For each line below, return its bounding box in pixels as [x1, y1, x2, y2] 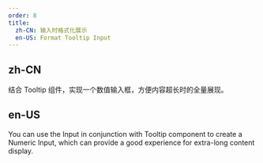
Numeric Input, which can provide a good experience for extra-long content [8, 138, 255, 147]
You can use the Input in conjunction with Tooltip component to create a [8, 129, 242, 138]
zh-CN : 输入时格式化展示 [15, 26, 88, 34]
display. [8, 146, 34, 155]
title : [8, 19, 30, 27]
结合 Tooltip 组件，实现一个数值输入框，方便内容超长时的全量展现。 [8, 85, 228, 95]
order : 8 [8, 11, 37, 20]
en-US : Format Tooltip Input [15, 33, 111, 42]
